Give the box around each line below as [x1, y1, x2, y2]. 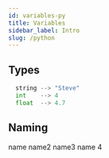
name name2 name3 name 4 [8, 142, 103, 152]
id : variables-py [8, 11, 66, 20]
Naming [8, 121, 49, 135]
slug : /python [8, 33, 56, 42]
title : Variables [8, 19, 66, 27]
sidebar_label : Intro [8, 26, 80, 34]
